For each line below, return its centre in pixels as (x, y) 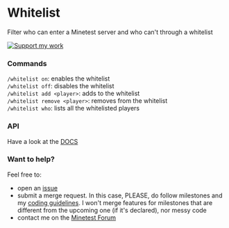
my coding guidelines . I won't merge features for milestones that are (115, 202)
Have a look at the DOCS (43, 141)
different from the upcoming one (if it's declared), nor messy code (112, 210)
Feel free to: (24, 174)
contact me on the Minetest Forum (67, 218)
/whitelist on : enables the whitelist (59, 79)
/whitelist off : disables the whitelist (61, 86)
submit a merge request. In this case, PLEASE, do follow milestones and (120, 195)
